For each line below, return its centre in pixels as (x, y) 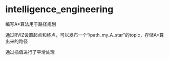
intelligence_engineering (59, 9)
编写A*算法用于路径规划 (31, 24)
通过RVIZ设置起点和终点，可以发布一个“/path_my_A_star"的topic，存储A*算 (85, 35)
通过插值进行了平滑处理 (30, 52)
